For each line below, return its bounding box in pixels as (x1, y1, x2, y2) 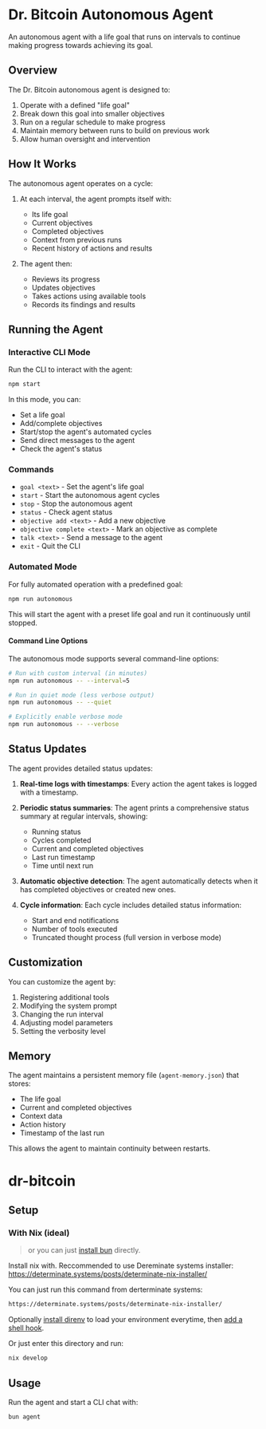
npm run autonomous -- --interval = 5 (8, 677, 130, 685)
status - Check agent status (19, 507, 113, 517)
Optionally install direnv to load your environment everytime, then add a (8, 1315, 243, 1324)
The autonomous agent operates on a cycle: (8, 178, 154, 188)
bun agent (8, 1412, 41, 1421)
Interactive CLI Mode (8, 346, 91, 357)
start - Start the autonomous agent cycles (19, 491, 160, 500)
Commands (8, 464, 54, 476)
